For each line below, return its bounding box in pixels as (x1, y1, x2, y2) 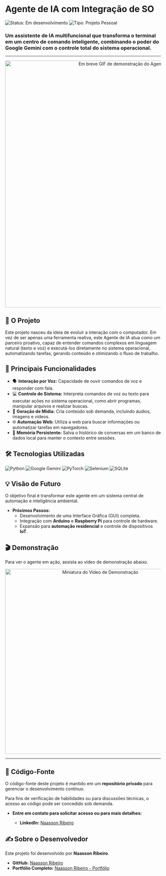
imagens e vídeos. (12, 413, 50, 419)
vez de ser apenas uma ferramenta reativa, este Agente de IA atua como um (5, 335, 161, 341)
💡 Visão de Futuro (5, 480, 61, 488)
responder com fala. (12, 385, 54, 391)
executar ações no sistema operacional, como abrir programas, (12, 398, 142, 403)
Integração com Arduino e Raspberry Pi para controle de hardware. (19, 518, 159, 524)
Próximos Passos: (12, 508, 50, 514)
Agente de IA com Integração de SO (5, 3, 155, 15)
